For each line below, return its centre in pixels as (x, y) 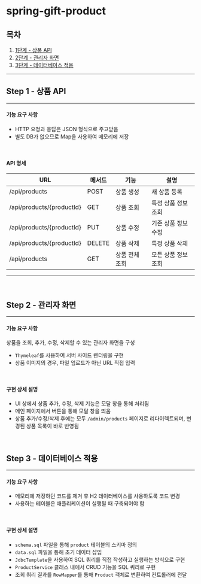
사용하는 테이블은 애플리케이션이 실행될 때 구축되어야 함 (80, 504)
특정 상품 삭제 (170, 244)
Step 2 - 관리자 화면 (41, 305)
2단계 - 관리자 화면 (37, 58)
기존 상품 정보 (170, 223)
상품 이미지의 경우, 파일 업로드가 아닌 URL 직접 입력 (75, 363)
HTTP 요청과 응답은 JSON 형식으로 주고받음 (66, 129)
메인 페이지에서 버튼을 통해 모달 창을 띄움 (63, 411)
